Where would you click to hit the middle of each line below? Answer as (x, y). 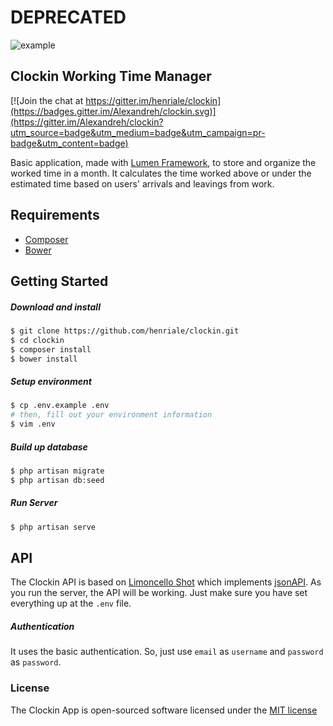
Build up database (49, 447)
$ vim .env (33, 424)
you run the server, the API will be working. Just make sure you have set (159, 593)
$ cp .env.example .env (60, 406)
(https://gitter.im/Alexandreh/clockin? (87, 122)
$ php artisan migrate (57, 471)
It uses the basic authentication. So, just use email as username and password (167, 652)
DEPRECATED (68, 17)
